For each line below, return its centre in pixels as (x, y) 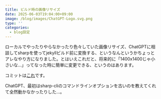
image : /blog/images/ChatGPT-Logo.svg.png (49, 19)
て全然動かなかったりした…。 (35, 92)
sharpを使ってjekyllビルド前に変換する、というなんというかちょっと (86, 53)
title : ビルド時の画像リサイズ (33, 10)
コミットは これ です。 (26, 75)
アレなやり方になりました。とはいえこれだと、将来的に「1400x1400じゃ (78, 59)
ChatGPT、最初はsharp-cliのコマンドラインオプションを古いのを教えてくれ (81, 86)
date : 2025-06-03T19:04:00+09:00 (39, 14)
